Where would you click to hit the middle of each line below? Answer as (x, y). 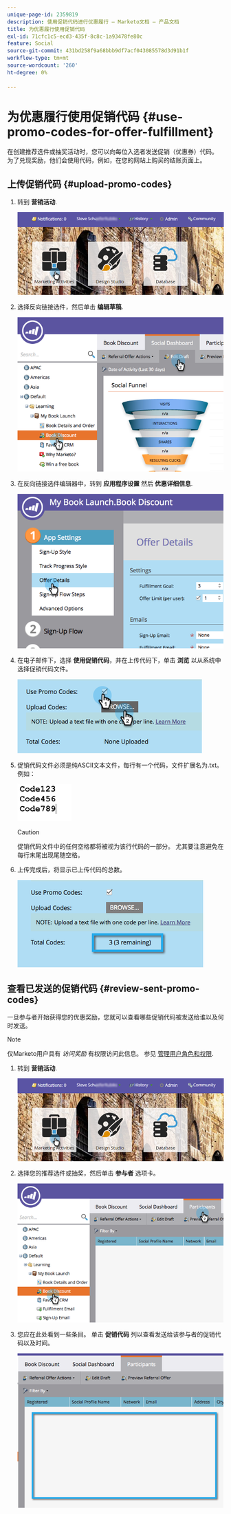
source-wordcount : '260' (43, 65)
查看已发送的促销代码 (52, 988)
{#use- (163, 117)
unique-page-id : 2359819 (43, 14)
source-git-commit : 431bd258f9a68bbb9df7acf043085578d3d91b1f (98, 51)
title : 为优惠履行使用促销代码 (46, 29)
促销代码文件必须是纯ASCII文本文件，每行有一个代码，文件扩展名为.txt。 (120, 765)
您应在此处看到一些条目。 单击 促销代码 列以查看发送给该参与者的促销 (116, 1334)
